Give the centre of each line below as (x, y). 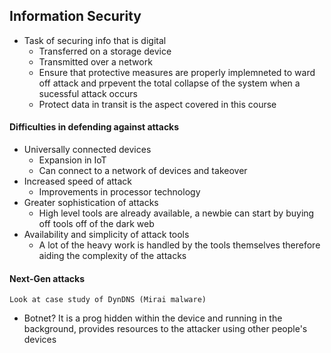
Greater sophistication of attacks (91, 203)
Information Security (75, 16)
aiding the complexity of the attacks (112, 256)
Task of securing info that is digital (95, 40)
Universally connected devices (87, 150)
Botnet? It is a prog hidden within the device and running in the (153, 318)
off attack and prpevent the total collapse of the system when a (169, 83)
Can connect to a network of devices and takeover (143, 171)
